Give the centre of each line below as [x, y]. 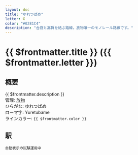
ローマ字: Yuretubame [28, 112]
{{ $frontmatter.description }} [35, 94]
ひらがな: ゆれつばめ [26, 106]
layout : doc [17, 10]
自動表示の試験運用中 [23, 148]
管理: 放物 [15, 100]
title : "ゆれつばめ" [24, 14]
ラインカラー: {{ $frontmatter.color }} [46, 119]
